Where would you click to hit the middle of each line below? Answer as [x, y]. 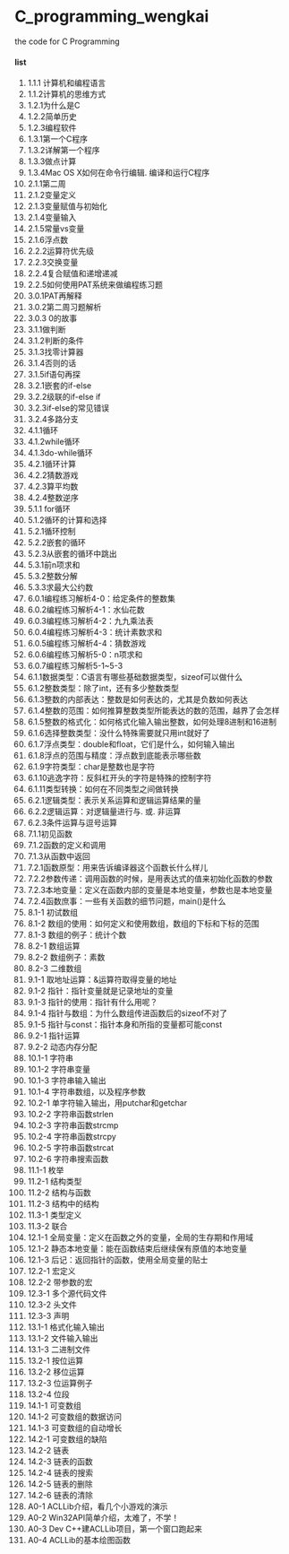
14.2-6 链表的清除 [60, 1496]
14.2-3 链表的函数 [60, 1462]
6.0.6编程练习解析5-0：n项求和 [85, 655]
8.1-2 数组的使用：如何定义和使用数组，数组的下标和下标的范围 [144, 924]
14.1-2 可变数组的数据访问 [75, 1417]
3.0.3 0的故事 [52, 318]
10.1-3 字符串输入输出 [67, 1081]
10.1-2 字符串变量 [59, 1070]
